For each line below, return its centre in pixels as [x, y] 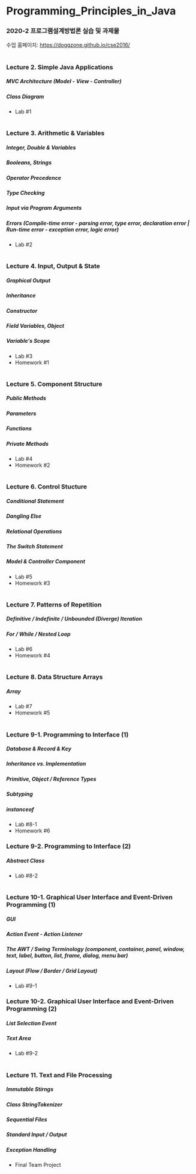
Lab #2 [24, 245]
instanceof [20, 809]
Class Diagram [25, 96]
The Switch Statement [34, 546]
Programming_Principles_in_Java [91, 11]
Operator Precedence [34, 177]
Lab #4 [24, 458]
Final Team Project [38, 1165]
